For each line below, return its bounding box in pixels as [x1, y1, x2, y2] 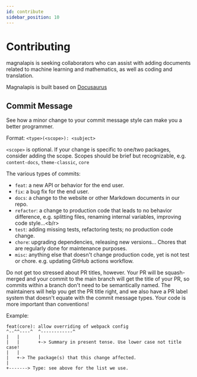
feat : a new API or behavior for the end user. [14, 182, 125, 189]
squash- [164, 269, 185, 277]
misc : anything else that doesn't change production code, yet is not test [14, 251, 190, 259]
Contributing [6, 40, 71, 54]
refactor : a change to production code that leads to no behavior [14, 207, 172, 214]
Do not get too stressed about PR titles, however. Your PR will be [6, 269, 164, 277]
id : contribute [6, 8, 44, 15]
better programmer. [6, 123, 54, 130]
